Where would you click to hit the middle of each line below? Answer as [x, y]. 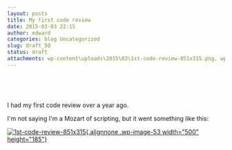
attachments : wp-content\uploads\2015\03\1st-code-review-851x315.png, [112, 59]
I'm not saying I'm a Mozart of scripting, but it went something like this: [108, 118]
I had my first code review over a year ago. [68, 105]
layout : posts [28, 13]
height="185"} [27, 139]
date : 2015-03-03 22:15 [41, 26]
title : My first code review [49, 20]
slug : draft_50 [29, 46]
